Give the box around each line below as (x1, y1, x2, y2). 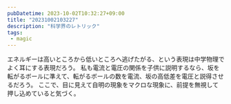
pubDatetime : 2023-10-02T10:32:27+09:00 (7, 10, 125, 17)
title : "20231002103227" (7, 16, 79, 23)
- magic (10, 36, 32, 42)
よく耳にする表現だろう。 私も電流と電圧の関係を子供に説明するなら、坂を (7, 64, 220, 72)
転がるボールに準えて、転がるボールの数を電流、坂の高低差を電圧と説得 (7, 73, 212, 81)
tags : (7, 29, 23, 36)
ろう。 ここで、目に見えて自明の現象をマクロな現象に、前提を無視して (19, 81, 219, 89)
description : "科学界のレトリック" (7, 23, 100, 29)
